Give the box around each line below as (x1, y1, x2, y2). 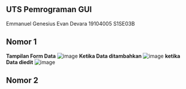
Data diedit (6, 58, 33, 66)
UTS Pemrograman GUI (6, 5, 92, 15)
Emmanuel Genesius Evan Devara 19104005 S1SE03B (6, 20, 135, 27)
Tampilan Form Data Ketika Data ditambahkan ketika (6, 52, 180, 59)
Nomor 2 (6, 76, 39, 86)
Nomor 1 (6, 37, 37, 47)
